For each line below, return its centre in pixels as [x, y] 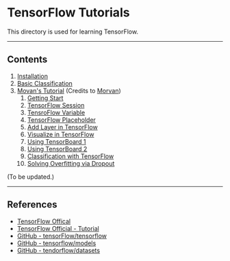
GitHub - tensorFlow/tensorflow [62, 236]
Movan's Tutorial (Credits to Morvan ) [69, 90]
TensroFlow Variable [56, 112]
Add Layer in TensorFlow [62, 127]
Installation [33, 76]
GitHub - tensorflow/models [56, 243]
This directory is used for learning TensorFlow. [73, 32]
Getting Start [45, 98]
